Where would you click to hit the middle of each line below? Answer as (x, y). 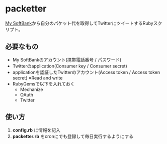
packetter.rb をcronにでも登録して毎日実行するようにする (73, 136)
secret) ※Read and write (37, 77)
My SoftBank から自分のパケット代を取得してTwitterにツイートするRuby (79, 23)
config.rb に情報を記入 (36, 130)
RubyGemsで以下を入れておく (44, 83)
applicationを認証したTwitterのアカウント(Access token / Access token (86, 72)
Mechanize (31, 89)
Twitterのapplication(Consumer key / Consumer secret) (70, 66)
